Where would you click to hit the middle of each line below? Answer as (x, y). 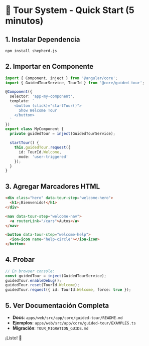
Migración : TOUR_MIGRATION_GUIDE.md (50, 328)
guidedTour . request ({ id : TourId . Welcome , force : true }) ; (68, 290)
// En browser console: (30, 271)
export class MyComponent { (35, 129)
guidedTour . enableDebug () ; (33, 280)
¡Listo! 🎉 (14, 338)
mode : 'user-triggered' (43, 157)
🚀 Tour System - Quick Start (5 (70, 10)
